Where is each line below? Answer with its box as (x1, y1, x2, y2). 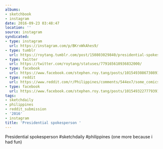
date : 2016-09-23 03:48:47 (5, 20, 60, 26)
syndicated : (5, 35, 29, 39)
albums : (5, 7, 21, 12)
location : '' (5, 25, 32, 30)
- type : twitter (5, 57, 38, 62)
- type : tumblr (5, 48, 36, 53)
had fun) (5, 139, 22, 145)
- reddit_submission (5, 107, 47, 112)
